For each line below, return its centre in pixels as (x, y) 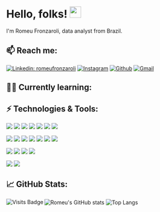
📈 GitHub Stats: (37, 184)
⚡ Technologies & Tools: (52, 109)
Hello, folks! (37, 14)
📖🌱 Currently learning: (49, 88)
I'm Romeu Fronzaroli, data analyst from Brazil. (64, 31)
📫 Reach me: (32, 51)
